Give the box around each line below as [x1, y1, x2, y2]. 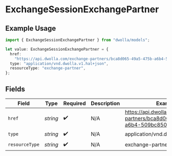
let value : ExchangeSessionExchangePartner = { [5, 47, 109, 52]
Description [91, 100, 120, 107]
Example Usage [5, 24, 56, 33]
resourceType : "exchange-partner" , [10, 65, 86, 71]
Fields [5, 84, 26, 93]
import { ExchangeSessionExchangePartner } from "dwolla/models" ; [5, 37, 150, 42]
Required [63, 100, 86, 107]
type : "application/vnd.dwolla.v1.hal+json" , [10, 61, 109, 66]
